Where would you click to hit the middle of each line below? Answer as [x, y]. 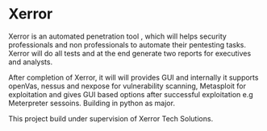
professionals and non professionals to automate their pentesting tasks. [127, 44]
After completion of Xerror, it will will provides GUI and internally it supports [133, 77]
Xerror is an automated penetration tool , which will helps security [118, 36]
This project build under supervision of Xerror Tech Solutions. [111, 118]
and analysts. [31, 62]
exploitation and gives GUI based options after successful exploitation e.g [131, 94]
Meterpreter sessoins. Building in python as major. [92, 103]
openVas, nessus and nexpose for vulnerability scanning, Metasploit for [127, 86]
